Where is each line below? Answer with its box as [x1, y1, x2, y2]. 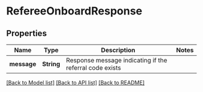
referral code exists [66, 64, 121, 72]
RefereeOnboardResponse [6, 4, 143, 18]
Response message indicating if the [66, 56, 167, 64]
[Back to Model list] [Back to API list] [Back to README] [6, 79, 145, 86]
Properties [6, 28, 47, 38]
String [42, 60, 60, 68]
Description [100, 46, 136, 54]
